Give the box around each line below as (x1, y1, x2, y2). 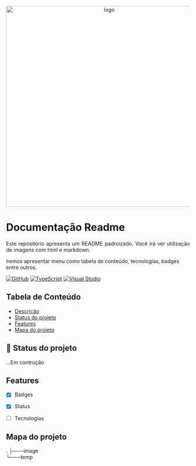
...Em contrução (6, 358, 44, 365)
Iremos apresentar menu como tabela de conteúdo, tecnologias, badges (6, 257, 180, 264)
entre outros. (6, 264, 37, 271)
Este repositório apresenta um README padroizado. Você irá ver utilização (6, 240, 190, 247)
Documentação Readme (6, 221, 125, 234)
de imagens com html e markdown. (6, 246, 91, 253)
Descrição (14, 308, 40, 315)
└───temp (6, 454, 33, 461)
